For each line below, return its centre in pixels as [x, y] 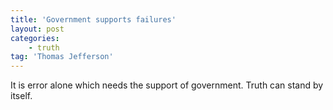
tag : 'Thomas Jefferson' [62, 57]
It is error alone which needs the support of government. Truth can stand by [167, 85]
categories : [35, 38]
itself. [21, 96]
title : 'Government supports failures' [93, 19]
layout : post [37, 29]
